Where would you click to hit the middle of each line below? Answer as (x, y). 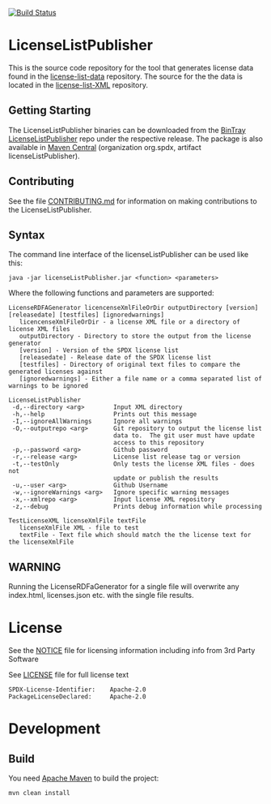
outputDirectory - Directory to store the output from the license (135, 337)
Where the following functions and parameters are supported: (111, 293)
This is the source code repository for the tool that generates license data (131, 67)
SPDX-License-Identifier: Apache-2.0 (78, 690)
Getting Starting (50, 111)
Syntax (27, 235)
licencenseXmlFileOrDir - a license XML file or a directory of (130, 322)
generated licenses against (56, 372)
